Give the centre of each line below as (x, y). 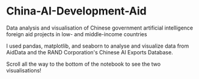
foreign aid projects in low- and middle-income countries (77, 34)
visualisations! (24, 70)
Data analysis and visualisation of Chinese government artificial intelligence (100, 28)
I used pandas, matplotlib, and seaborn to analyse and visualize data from (98, 46)
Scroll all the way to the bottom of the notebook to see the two (84, 64)
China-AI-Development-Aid (77, 11)
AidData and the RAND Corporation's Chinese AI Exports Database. (90, 52)
